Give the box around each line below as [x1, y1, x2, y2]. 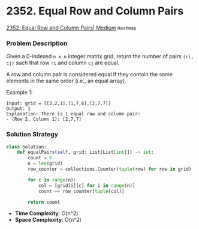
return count [28, 199, 61, 205]
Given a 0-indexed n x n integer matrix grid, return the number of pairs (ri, [6, 53, 194, 60]
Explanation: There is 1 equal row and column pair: [6, 111, 141, 117]
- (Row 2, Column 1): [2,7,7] [6, 116, 82, 123]
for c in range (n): [28, 177, 77, 183]
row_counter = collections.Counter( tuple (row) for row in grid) [28, 166, 192, 173]
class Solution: [6, 144, 47, 150]
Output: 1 [6, 106, 31, 112]
